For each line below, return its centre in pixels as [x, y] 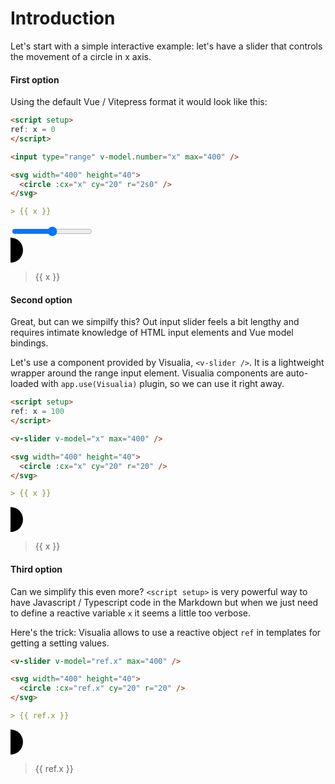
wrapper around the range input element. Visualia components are [147, 373]
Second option [41, 299]
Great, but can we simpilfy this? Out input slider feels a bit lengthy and [155, 322]
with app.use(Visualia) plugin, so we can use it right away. [163, 384]
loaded [25, 384]
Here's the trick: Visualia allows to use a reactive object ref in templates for [166, 632]
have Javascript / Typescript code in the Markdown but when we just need [164, 602]
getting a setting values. [60, 643]
